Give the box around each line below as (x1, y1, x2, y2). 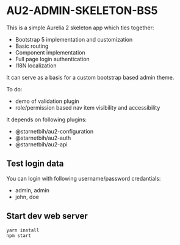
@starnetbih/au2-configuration (15, 127, 93, 135)
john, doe (15, 193, 40, 200)
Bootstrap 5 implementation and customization (15, 36, 133, 43)
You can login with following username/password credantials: (6, 175, 161, 182)
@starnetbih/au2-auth (15, 134, 71, 141)
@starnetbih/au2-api (15, 140, 68, 148)
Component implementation (15, 48, 85, 56)
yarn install (6, 227, 40, 233)
